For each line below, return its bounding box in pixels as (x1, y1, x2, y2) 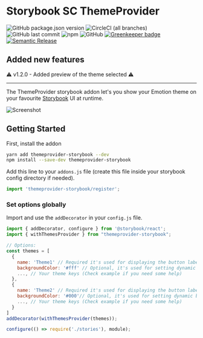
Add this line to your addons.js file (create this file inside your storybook (6, 168, 185, 175)
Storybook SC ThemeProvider (6, 4, 160, 18)
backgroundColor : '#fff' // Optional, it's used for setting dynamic (17, 265, 196, 271)
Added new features (6, 54, 85, 65)
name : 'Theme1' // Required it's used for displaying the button (17, 259, 185, 265)
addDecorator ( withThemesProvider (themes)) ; (6, 316, 118, 322)
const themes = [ (6, 248, 50, 255)
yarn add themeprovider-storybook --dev (6, 151, 110, 158)
